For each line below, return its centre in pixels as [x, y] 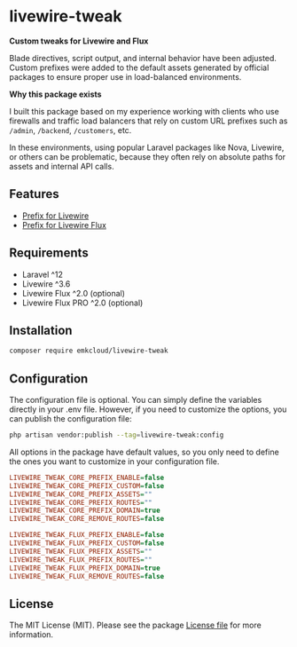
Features [34, 194]
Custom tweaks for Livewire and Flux [79, 41]
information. [31, 635]
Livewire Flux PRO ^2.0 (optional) [82, 303]
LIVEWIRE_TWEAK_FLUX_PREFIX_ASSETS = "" [81, 551]
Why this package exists [55, 94]
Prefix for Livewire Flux [64, 225]
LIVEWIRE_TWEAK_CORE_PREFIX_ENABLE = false [87, 477]
